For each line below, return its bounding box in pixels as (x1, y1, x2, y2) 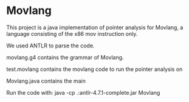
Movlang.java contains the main (6, 77, 86, 84)
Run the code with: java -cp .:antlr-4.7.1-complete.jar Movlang (6, 89, 160, 96)
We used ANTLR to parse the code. (6, 42, 95, 49)
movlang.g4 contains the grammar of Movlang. (6, 53, 124, 61)
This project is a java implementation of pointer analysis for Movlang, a (6, 24, 184, 31)
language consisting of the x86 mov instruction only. (6, 30, 138, 37)
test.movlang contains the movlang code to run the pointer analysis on (6, 65, 183, 73)
